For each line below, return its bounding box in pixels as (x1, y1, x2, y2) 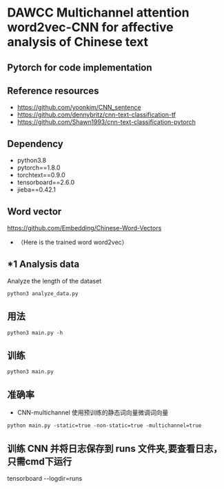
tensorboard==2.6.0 (17, 178, 74, 187)
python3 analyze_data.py (7, 290, 79, 297)
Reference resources (7, 85, 99, 97)
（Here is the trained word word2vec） (17, 238, 128, 246)
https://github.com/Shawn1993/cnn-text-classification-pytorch (17, 118, 196, 126)
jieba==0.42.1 (17, 186, 57, 194)
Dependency (7, 138, 63, 150)
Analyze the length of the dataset (7, 277, 102, 285)
